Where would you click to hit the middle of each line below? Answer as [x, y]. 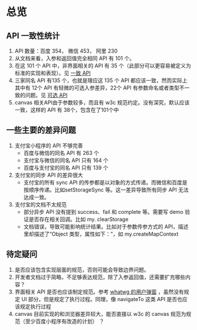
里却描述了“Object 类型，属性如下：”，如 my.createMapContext [101, 234]
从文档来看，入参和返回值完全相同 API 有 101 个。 [75, 58]
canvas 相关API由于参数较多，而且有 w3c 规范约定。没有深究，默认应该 [102, 103]
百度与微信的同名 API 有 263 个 [61, 153]
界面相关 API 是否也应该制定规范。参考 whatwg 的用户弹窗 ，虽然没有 [99, 292]
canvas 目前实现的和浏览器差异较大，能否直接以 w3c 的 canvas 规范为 [100, 313]
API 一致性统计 [33, 36]
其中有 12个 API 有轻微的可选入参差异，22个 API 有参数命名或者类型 [97, 88]
